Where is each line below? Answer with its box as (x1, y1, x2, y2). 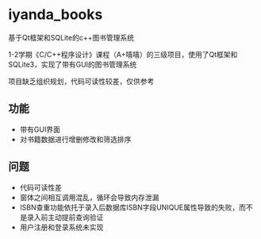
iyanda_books (8, 6, 103, 24)
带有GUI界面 (19, 125, 61, 134)
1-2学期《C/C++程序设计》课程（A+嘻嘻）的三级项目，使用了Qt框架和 (8, 49, 238, 59)
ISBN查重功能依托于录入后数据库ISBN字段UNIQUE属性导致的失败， (19, 202, 240, 212)
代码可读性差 (19, 183, 62, 192)
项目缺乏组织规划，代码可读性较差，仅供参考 (8, 76, 155, 86)
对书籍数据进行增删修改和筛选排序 (19, 134, 132, 144)
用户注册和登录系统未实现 (19, 222, 104, 232)
